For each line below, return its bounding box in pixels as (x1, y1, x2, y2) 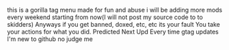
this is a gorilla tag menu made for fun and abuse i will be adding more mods (7, 6, 223, 14)
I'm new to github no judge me (7, 35, 94, 43)
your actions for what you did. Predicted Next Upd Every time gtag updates (7, 27, 219, 36)
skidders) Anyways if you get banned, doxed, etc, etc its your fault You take (7, 21, 220, 28)
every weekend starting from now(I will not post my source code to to (7, 13, 203, 21)
